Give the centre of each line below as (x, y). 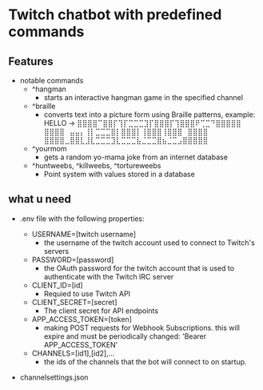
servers (56, 251)
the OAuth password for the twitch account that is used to (139, 268)
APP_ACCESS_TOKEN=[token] (82, 319)
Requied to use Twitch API (87, 293)
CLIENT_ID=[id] (57, 285)
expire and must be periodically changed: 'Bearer (125, 336)
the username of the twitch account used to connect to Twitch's (149, 243)
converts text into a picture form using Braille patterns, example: (149, 115)
